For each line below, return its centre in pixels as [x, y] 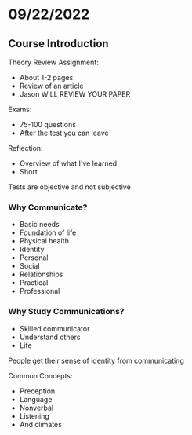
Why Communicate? [48, 207]
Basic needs [40, 225]
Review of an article [51, 86]
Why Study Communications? [66, 312]
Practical [34, 283]
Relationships [41, 274]
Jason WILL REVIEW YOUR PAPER [75, 94]
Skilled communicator [54, 328]
